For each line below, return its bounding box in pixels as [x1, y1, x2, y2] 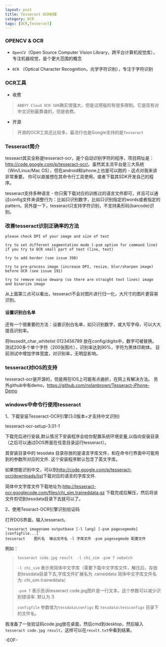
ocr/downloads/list [5, 473, 43, 479]
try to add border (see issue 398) [5, 256, 79, 261]
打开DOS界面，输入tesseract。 [5, 517, 68, 523]
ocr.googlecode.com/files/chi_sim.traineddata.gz [5, 490, 105, 496]
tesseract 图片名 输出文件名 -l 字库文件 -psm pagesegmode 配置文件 [5, 536, 146, 542]
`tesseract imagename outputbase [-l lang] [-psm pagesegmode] [5, 527, 138, 532]
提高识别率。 [5, 327, 31, 333]
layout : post [5, 7, 32, 12]
